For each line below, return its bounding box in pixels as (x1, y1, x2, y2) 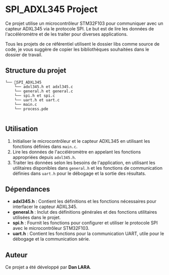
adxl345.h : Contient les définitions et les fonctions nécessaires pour (12, 199, 157, 205)
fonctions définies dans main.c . (12, 143, 78, 149)
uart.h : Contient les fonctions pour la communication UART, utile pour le (12, 230, 164, 237)
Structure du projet (5, 66, 67, 75)
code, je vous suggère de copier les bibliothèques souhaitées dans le (5, 46, 149, 52)
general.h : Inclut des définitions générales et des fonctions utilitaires (12, 209, 157, 215)
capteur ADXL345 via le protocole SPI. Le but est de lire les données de (5, 25, 154, 31)
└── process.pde (14, 106, 49, 111)
